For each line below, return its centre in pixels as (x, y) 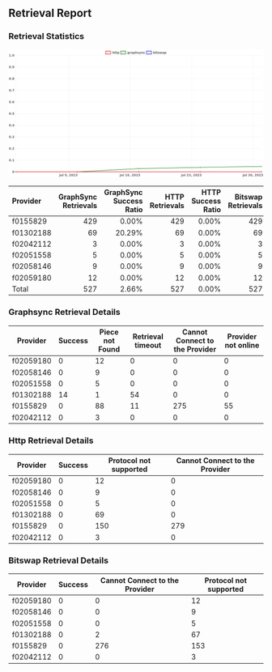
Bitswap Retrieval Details (59, 560)
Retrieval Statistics (47, 36)
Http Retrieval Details (51, 440)
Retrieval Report (50, 13)
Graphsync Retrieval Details (64, 313)
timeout (148, 345)
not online (242, 345)
